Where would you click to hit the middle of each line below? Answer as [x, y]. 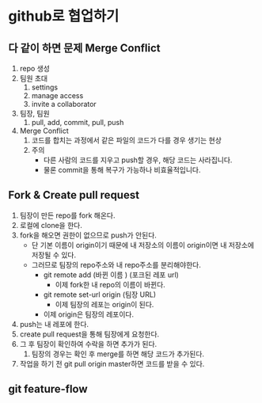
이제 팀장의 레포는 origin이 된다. [104, 304]
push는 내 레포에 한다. [54, 324]
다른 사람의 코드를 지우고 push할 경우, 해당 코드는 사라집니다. [138, 160]
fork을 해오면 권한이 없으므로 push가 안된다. [88, 235]
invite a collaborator [64, 104]
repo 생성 [34, 68]
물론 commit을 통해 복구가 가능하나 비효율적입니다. [122, 170]
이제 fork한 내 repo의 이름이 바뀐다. [110, 284]
